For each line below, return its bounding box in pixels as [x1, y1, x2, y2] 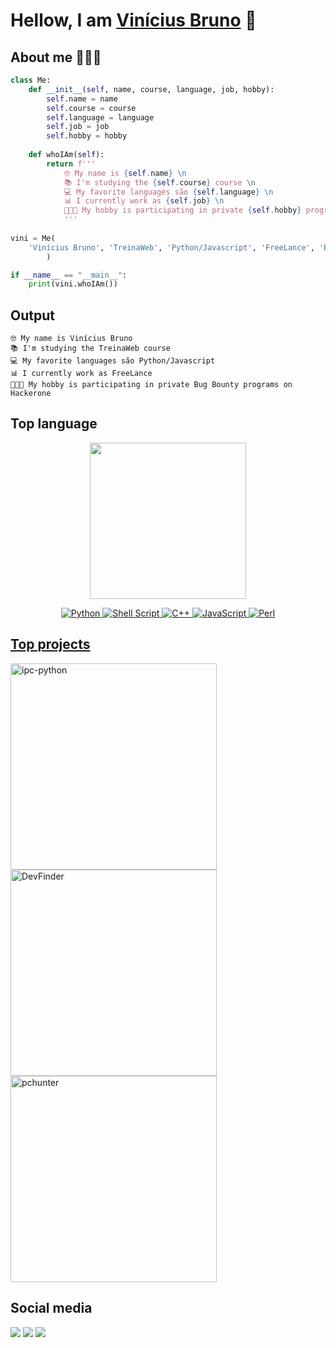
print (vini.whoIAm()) [28, 279, 118, 289]
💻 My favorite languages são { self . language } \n [63, 187, 274, 197]
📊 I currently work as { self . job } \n [63, 196, 225, 206]
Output [10, 307, 55, 324]
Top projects [10, 636, 91, 653]
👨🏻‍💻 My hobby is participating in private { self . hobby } [63, 205, 302, 216]
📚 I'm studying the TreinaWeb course [10, 344, 171, 354]
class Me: [10, 75, 52, 85]
